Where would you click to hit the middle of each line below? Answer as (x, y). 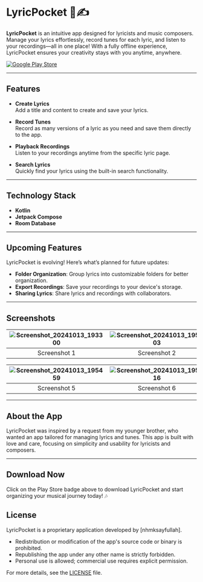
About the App (34, 416)
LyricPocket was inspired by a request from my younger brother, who (92, 431)
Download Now (36, 475)
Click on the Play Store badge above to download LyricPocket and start (95, 489)
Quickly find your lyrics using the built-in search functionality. (92, 171)
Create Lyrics (32, 104)
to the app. (28, 134)
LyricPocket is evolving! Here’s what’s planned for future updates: (88, 262)
